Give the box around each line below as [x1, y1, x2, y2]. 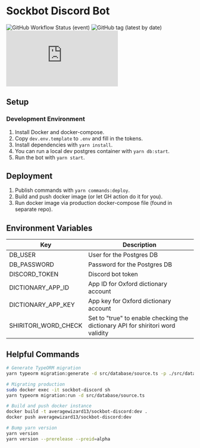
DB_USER [9, 251, 36, 259]
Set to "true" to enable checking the [88, 314, 189, 322]
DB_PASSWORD [9, 260, 55, 269]
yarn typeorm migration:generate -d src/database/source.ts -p [6, 371, 167, 377]
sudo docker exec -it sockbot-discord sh [6, 387, 111, 393]
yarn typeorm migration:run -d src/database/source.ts [6, 392, 145, 399]
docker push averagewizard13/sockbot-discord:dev [6, 414, 132, 421]
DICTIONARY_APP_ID [9, 284, 70, 292]
